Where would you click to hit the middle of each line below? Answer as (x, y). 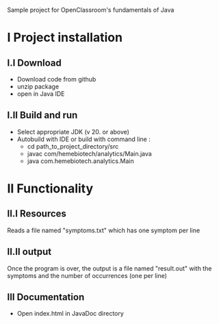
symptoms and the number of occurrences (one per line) (87, 275)
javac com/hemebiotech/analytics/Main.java (89, 153)
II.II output (29, 252)
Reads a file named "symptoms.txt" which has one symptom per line (104, 230)
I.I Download (34, 63)
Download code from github (56, 79)
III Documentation (46, 297)
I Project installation (65, 38)
